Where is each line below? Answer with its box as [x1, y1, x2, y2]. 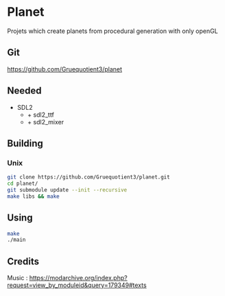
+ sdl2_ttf [27, 111, 55, 119]
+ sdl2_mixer [27, 117, 64, 126]
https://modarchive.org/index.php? [29, 274, 128, 282]
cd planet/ [7, 180, 38, 187]
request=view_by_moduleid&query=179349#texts [7, 281, 147, 289]
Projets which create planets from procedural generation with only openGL [7, 27, 218, 35]
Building [7, 137, 43, 149]
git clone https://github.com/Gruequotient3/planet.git [7, 174, 170, 181]
